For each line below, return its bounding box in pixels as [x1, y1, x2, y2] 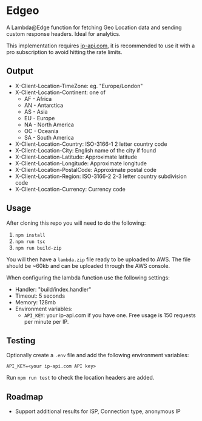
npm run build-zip [15, 245, 62, 251]
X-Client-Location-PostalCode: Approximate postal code [15, 166, 157, 173]
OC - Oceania [24, 127, 59, 134]
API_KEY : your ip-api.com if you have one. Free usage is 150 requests [24, 311, 196, 319]
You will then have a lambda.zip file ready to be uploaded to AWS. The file [6, 256, 191, 263]
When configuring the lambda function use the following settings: [6, 274, 170, 281]
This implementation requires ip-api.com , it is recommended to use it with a [6, 42, 195, 49]
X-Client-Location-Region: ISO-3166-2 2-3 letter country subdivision [15, 173, 187, 180]
